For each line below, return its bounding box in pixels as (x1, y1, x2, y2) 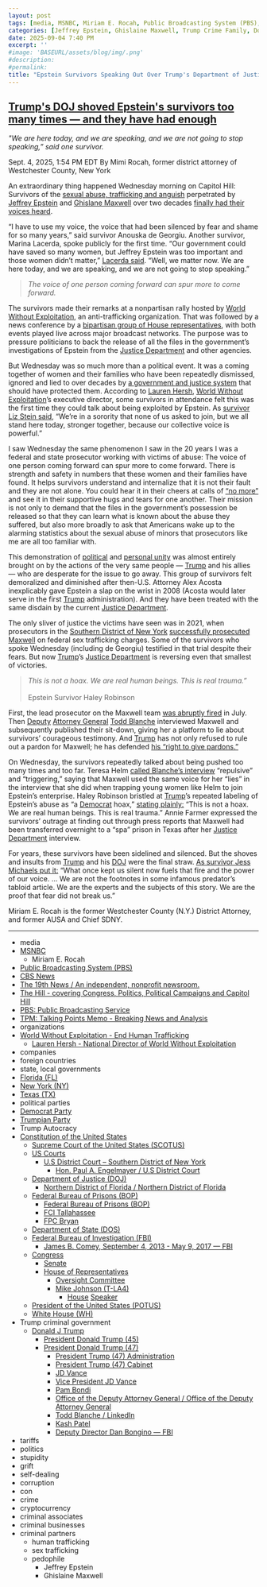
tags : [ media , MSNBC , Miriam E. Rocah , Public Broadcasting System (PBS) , (8, 19, 261, 27)
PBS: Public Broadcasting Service (19, 1005, 130, 1015)
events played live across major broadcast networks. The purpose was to (8, 329, 249, 339)
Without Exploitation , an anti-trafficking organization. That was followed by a (8, 312, 259, 322)
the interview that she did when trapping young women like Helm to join (8, 783, 243, 792)
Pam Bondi (55, 1385, 91, 1395)
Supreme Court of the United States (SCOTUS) (31, 1140, 185, 1150)
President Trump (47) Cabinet (55, 1360, 153, 1369)
